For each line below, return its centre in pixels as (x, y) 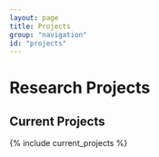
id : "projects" (38, 43)
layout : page (34, 18)
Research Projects (80, 88)
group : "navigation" (49, 34)
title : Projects (40, 26)
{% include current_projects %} (69, 143)
